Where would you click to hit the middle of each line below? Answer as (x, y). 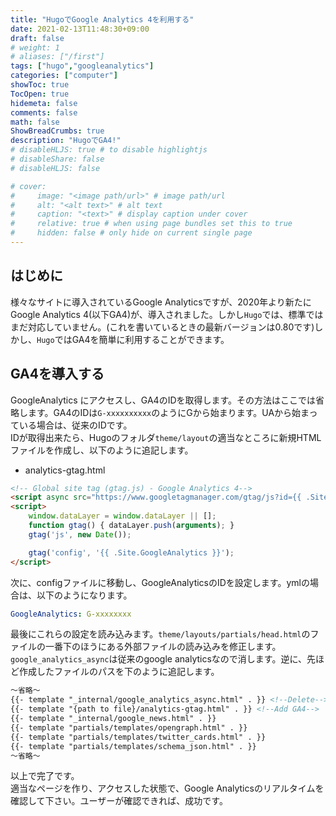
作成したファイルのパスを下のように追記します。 (119, 672)
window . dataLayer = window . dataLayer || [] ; (122, 516)
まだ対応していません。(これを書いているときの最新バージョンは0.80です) (162, 327)
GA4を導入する (57, 374)
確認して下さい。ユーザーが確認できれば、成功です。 (119, 801)
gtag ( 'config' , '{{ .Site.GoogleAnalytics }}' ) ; (131, 552)
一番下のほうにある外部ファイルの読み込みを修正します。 (163, 647)
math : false (35, 122)
